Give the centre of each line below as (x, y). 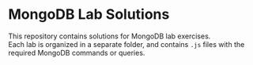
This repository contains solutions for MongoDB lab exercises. (110, 36)
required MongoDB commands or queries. (77, 52)
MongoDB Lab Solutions (89, 14)
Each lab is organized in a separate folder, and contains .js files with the (126, 44)
